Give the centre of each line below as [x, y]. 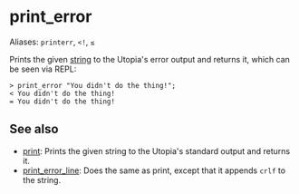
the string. [42, 179]
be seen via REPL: [43, 69]
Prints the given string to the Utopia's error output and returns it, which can [149, 59]
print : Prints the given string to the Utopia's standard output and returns [156, 150]
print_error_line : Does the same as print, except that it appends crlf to [154, 170]
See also [34, 129]
